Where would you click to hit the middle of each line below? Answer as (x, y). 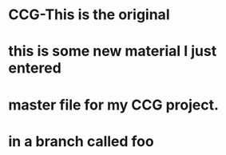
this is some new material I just (113, 52)
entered (35, 68)
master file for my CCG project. (114, 105)
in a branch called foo (81, 141)
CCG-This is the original (89, 15)
